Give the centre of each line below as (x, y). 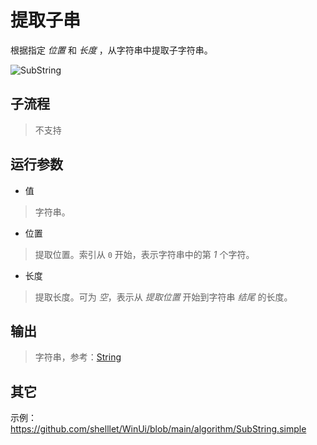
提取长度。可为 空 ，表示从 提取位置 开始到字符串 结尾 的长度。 (163, 297)
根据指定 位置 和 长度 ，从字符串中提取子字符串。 (111, 50)
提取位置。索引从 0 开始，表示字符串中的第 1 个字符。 (144, 254)
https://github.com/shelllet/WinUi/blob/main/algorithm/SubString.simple (158, 429)
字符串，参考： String (78, 357)
